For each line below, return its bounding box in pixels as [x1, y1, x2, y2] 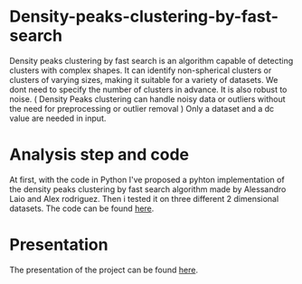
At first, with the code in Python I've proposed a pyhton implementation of [9, 174, 285, 185]
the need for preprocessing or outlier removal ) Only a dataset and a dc [9, 103, 275, 114]
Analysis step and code [9, 144, 190, 165]
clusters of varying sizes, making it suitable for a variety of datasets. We [9, 74, 278, 85]
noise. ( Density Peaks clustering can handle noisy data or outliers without [9, 93, 287, 105]
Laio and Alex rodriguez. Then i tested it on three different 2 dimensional [9, 193, 279, 204]
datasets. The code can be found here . [9, 203, 155, 214]
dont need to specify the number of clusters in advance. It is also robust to [9, 84, 288, 95]
